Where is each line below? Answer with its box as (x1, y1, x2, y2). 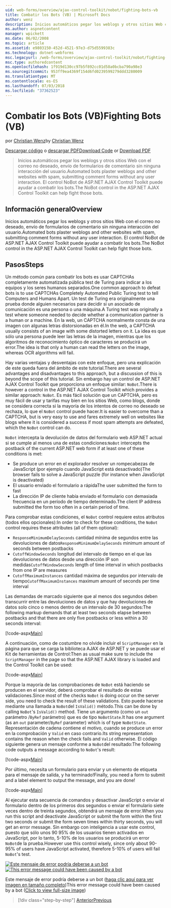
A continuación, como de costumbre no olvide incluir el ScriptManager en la (5, 640, 163, 646)
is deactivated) (12, 477, 44, 483)
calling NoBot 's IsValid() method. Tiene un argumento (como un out (5, 709, 149, 715)
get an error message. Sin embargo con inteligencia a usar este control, (5, 824, 156, 830)
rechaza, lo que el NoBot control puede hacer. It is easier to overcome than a (5, 409, 163, 415)
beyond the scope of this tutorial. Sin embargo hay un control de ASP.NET (5, 376, 161, 382)
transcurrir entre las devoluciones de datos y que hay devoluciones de (5, 599, 153, 605)
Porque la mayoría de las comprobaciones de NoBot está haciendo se (5, 682, 150, 688)
